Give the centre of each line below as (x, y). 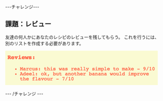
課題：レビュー (28, 24)
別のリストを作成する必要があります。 (44, 43)
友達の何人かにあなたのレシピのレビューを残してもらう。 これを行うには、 (82, 37)
